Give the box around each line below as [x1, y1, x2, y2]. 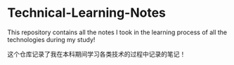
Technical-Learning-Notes [7, 5, 167, 21]
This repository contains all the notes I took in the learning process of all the [7, 28, 228, 36]
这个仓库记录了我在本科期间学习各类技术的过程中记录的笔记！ [7, 50, 186, 58]
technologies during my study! [7, 35, 96, 43]
